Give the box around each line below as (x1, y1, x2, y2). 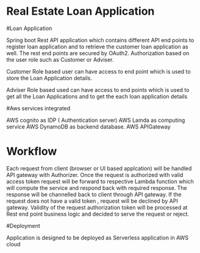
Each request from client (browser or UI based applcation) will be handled (6, 164, 192, 172)
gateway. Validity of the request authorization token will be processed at (6, 203, 188, 211)
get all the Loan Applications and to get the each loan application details (6, 93, 188, 100)
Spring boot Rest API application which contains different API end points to (6, 36, 195, 43)
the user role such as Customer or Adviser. (6, 56, 114, 63)
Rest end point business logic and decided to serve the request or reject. (6, 210, 190, 217)
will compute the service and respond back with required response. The (6, 184, 187, 191)
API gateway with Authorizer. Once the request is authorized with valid (6, 171, 184, 178)
